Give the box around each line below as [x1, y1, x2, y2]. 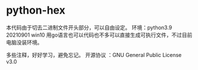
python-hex [6, 4, 66, 17]
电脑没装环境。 [6, 39, 43, 46]
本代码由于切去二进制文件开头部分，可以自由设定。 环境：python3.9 [6, 24, 173, 31]
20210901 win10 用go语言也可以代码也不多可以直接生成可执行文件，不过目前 [6, 31, 193, 39]
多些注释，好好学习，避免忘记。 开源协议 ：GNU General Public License [6, 51, 182, 58]
